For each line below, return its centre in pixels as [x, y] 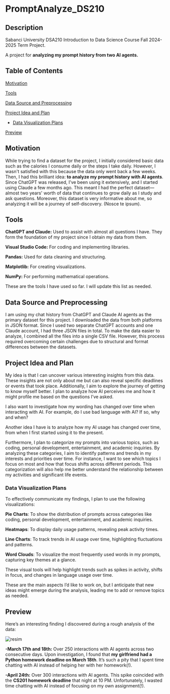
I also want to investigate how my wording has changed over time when [80, 407]
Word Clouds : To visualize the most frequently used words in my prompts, [83, 554]
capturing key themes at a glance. [41, 560]
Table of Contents [34, 71]
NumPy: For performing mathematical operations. [57, 277]
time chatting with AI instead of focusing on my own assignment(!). [75, 686]
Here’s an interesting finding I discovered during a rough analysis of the [80, 624]
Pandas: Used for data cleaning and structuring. [56, 257]
